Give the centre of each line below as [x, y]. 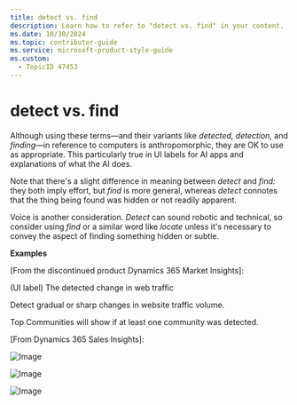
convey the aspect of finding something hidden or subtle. [115, 235]
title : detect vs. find [54, 17]
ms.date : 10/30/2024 [48, 34]
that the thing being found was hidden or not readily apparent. [124, 200]
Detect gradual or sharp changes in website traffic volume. [117, 305]
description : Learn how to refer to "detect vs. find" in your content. [147, 26]
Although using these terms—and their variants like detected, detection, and [149, 135]
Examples [29, 253]
